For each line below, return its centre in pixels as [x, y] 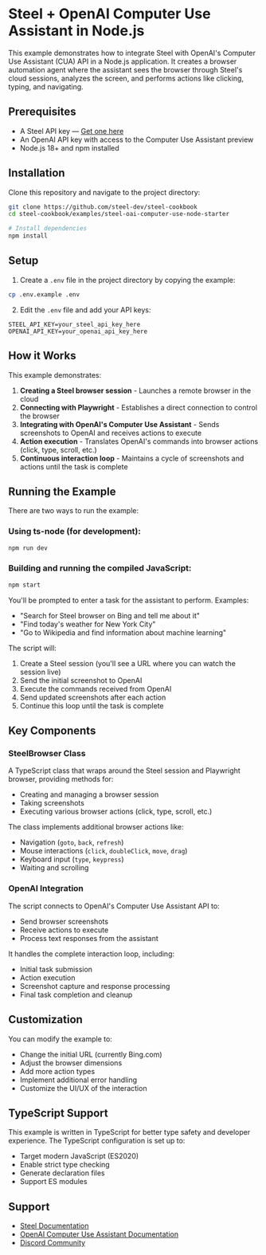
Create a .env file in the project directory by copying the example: [127, 280]
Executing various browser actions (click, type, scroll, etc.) [116, 812]
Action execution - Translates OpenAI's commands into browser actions [139, 441]
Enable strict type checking [65, 1165]
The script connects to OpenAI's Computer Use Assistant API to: [114, 906]
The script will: [33, 648]
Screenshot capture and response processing [95, 986]
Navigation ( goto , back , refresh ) [72, 842]
